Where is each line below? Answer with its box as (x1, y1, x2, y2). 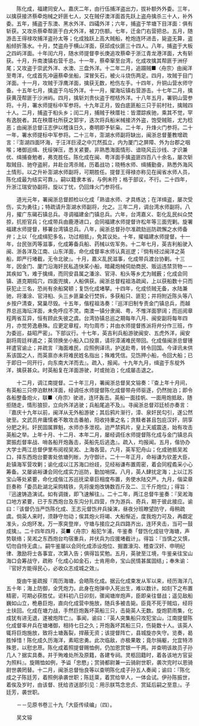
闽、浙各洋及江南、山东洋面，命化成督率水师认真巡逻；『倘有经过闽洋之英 (6, 248, 185, 255)
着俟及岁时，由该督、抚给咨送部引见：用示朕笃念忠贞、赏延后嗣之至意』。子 (6, 681, 191, 688)
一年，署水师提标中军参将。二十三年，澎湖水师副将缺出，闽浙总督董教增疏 (6, 131, 188, 138)
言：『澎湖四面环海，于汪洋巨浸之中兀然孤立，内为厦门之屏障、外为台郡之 (6, 139, 185, 145)
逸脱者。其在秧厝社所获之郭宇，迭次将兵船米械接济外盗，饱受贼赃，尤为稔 (11, 116, 193, 123)
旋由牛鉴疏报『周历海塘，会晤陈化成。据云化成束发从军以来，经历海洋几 (16, 578, 193, 584)
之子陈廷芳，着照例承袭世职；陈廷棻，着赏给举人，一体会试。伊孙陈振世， (11, 674, 193, 681)
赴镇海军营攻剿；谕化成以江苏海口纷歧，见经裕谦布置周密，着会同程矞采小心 (6, 461, 193, 468)
